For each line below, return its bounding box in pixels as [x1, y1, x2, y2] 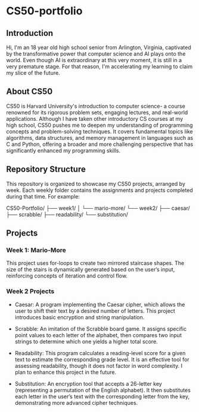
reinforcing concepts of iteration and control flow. [6, 272, 128, 279]
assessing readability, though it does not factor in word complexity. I [14, 362, 183, 369]
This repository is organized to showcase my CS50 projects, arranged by [6, 180, 186, 187]
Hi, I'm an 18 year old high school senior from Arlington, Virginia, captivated [6, 44, 192, 51]
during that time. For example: [6, 193, 80, 200]
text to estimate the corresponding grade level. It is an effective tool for [14, 356, 189, 363]
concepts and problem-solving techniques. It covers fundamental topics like [6, 127, 193, 135]
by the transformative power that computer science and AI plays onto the [6, 50, 186, 57]
